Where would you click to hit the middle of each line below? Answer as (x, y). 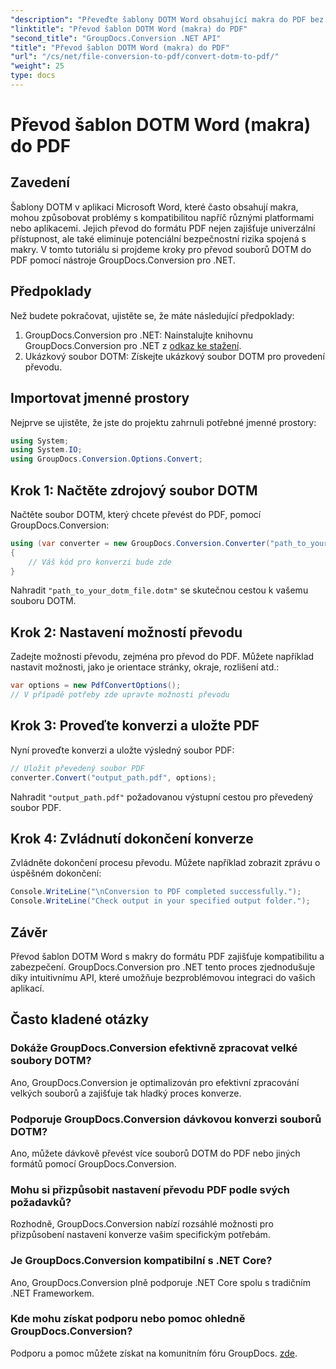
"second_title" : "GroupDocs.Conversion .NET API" (116, 38)
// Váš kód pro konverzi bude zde (100, 562)
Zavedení (40, 182)
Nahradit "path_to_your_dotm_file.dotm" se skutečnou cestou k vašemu (159, 590)
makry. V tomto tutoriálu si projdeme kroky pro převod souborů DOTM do (161, 249)
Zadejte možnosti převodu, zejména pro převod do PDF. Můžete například (162, 657)
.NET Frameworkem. (52, 1293)
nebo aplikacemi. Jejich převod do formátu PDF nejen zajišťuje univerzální (163, 228)
